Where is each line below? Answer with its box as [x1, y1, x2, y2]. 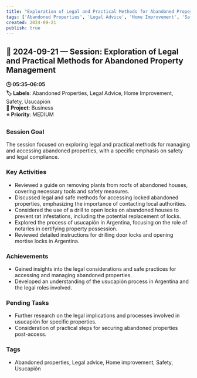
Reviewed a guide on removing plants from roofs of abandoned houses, [14, 181, 188, 188]
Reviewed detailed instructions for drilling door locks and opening [14, 231, 174, 238]
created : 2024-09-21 [6, 19, 57, 25]
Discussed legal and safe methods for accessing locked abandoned [14, 194, 179, 201]
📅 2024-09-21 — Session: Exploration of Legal [6, 46, 179, 56]
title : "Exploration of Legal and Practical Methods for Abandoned [6, 8, 175, 15]
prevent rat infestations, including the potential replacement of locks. [14, 212, 181, 220]
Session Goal [6, 127, 45, 135]
